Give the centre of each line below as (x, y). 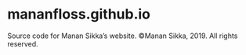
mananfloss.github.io (79, 14)
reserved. (23, 43)
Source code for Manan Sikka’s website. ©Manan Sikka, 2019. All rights (123, 36)
